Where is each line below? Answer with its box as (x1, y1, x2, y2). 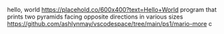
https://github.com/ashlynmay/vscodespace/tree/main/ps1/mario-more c (7, 20, 212, 27)
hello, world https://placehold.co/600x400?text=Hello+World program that (7, 6, 217, 13)
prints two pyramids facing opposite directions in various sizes (7, 13, 183, 21)
